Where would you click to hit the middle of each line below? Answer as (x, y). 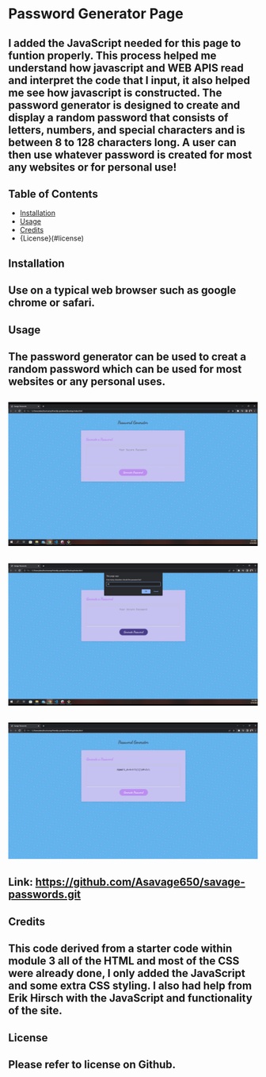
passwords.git (45, 895)
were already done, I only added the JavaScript (127, 973)
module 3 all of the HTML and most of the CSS (124, 961)
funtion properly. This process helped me (112, 55)
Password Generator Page (96, 14)
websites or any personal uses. (87, 381)
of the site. (35, 1011)
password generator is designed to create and (124, 105)
